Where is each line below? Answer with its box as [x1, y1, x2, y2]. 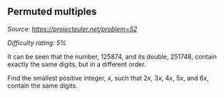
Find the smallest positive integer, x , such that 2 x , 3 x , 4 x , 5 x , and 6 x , [7, 73, 209, 82]
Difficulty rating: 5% [7, 39, 66, 47]
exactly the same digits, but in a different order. [7, 60, 146, 68]
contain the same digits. [7, 81, 78, 90]
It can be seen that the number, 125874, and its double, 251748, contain [7, 52, 218, 61]
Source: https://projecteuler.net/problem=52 [7, 24, 138, 33]
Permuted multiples [7, 6, 97, 18]
